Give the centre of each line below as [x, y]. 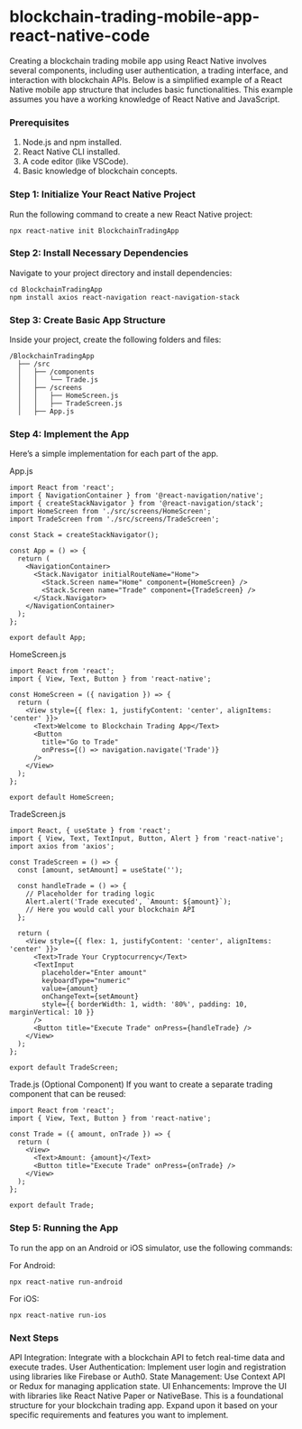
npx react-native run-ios [58, 1315]
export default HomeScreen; [62, 798]
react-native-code [80, 36]
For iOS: [24, 1298]
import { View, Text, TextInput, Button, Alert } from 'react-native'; [146, 839]
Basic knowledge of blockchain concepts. [100, 171]
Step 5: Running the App [64, 1228]
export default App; [48, 638]
